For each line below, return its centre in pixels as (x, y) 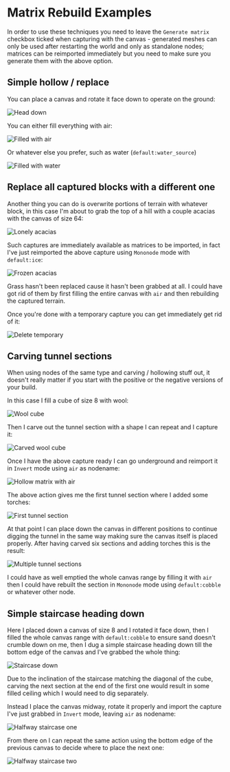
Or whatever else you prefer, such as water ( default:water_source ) (102, 152)
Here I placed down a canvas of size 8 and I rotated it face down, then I (108, 631)
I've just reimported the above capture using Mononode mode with (99, 252)
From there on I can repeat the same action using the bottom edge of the (110, 740)
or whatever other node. (41, 592)
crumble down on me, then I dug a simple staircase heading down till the (110, 645)
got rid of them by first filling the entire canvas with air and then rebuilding (113, 293)
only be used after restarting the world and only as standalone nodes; (106, 46)
